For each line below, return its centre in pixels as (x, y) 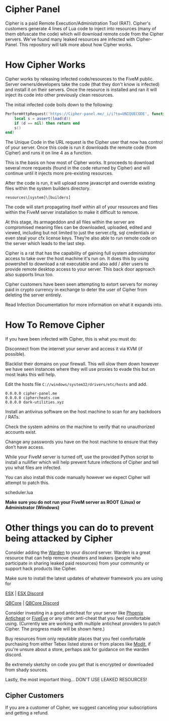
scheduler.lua (19, 493)
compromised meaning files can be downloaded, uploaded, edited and (78, 227)
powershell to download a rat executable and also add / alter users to (77, 264)
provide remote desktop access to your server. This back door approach (80, 269)
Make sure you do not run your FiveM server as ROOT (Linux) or (73, 502)
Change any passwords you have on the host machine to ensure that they (81, 442)
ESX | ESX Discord (24, 593)
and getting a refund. (27, 712)
